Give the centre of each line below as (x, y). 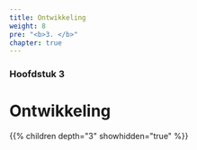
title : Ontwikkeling (48, 18)
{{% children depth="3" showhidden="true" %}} (99, 137)
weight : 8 (28, 26)
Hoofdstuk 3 (37, 75)
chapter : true (36, 43)
